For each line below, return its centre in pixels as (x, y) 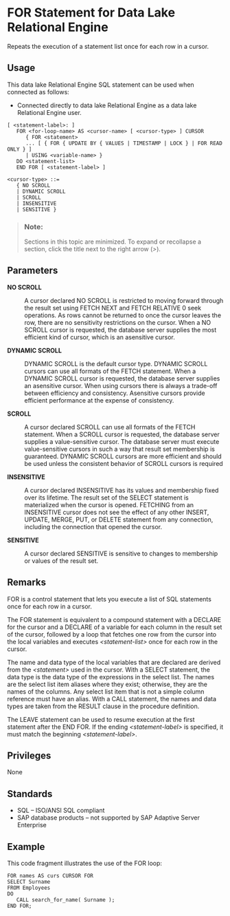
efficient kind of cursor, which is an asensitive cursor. (100, 337)
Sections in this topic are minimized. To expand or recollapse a (112, 242)
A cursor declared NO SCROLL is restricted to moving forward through (124, 300)
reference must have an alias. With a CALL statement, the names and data (112, 699)
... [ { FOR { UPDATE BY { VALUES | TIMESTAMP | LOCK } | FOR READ (124, 143)
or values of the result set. (61, 561)
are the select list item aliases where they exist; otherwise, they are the (107, 684)
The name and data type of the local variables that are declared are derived (114, 662)
